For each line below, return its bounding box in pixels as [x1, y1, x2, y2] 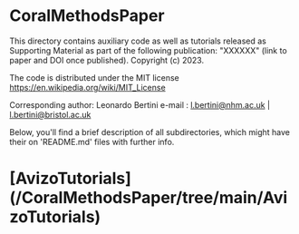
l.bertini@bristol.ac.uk [9, 109, 92, 120]
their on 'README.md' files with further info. [9, 136, 175, 147]
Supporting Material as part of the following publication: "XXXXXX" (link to [9, 44, 287, 55]
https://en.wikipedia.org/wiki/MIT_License [9, 82, 166, 93]
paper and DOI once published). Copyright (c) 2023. [9, 54, 205, 65]
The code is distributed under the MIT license [9, 72, 179, 83]
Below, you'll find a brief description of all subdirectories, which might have [9, 126, 291, 137]
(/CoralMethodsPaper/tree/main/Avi [9, 188, 288, 209]
